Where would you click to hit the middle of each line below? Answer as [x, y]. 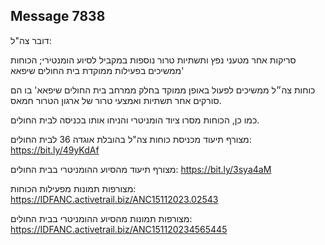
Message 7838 [58, 16]
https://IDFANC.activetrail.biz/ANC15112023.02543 [114, 199]
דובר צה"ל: [31, 40]
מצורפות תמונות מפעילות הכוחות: [73, 188]
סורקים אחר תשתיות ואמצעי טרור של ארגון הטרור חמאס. [116, 100]
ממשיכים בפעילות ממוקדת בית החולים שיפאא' [97, 70]
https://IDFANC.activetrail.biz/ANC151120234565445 [119, 229]
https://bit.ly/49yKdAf [55, 150]
